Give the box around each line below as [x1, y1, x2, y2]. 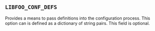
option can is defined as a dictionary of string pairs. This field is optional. [5, 20, 150, 26]
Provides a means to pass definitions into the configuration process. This [5, 15, 151, 21]
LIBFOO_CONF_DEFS [5, 4, 57, 11]
